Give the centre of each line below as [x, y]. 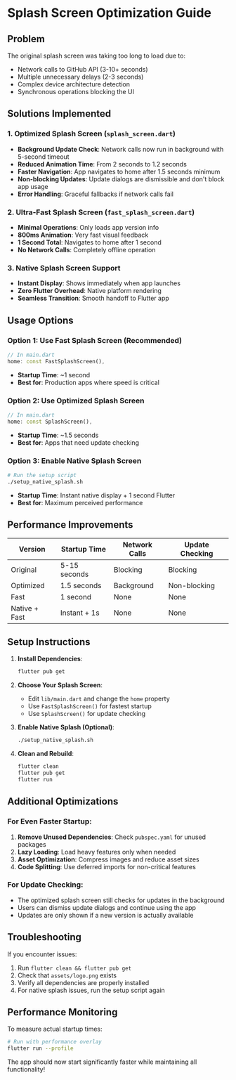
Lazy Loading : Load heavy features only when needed [97, 852]
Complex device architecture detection [74, 84]
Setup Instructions [49, 642]
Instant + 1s [80, 613]
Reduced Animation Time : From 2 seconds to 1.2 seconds [102, 164]
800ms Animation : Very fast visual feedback [83, 235]
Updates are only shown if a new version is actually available [105, 915]
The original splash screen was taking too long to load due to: [97, 56]
